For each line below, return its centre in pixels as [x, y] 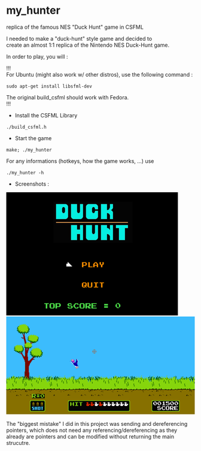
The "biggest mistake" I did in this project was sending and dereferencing [97, 423]
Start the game [33, 138]
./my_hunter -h [25, 172]
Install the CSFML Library [46, 115]
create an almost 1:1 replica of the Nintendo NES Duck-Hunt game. [88, 45]
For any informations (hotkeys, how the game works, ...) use [80, 161]
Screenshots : [32, 184]
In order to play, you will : [37, 56]
